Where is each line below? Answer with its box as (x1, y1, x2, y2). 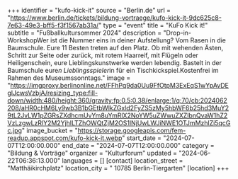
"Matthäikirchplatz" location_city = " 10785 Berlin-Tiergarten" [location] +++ (7, 164, 229, 172)
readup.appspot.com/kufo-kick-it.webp (7, 134, 123, 142)
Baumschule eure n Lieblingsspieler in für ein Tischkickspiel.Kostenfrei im (7, 67, 219, 74)
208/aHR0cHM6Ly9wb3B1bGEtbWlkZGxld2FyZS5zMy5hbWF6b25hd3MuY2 (7, 104, 229, 112)
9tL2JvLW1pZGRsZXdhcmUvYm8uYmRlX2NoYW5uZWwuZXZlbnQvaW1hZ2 (7, 111, 228, 120)
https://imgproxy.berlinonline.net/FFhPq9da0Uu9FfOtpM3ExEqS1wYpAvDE (10, 81, 229, 89)
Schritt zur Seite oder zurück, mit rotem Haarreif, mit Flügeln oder (7, 51, 198, 59)
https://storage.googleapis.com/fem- (77, 127, 186, 134)
